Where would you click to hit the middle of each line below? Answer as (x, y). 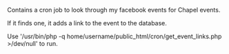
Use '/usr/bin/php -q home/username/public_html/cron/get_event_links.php (114, 36)
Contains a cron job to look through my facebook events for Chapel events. (114, 10)
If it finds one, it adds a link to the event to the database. (87, 23)
